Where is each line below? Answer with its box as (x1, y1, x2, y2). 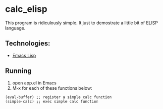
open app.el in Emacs (12, 80, 57, 86)
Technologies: (5, 39, 51, 48)
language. (5, 25, 26, 31)
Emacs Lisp (12, 52, 36, 58)
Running (5, 67, 32, 75)
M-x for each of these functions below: (12, 85, 93, 91)
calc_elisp (5, 3, 48, 15)
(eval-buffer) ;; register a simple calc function (5, 95, 112, 100)
